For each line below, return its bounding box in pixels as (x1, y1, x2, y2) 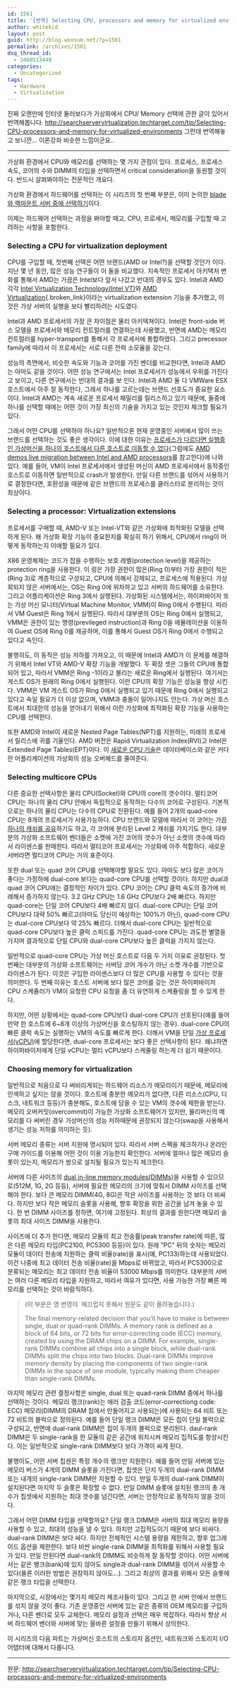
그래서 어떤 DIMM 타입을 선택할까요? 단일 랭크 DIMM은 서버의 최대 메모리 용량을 (7, 1516, 229, 1525)
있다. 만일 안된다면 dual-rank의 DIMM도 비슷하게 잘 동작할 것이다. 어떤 (14, 1552, 210, 1560)
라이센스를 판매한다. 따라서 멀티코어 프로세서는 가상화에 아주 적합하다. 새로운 (14, 842, 226, 851)
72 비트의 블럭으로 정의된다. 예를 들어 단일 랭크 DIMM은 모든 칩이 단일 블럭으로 (7, 1415, 226, 1424)
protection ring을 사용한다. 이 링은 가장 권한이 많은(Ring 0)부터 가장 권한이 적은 (7, 565, 227, 573)
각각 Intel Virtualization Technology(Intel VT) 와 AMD (7, 284, 157, 293)
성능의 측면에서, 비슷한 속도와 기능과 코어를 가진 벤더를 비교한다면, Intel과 (7, 358, 209, 367)
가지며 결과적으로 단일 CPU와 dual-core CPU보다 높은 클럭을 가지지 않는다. (7, 937, 216, 945)
